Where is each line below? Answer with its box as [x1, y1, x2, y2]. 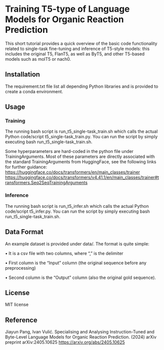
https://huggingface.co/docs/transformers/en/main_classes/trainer [5, 169, 141, 175]
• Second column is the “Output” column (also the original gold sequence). [5, 275, 156, 280]
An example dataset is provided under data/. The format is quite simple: [5, 241, 149, 247]
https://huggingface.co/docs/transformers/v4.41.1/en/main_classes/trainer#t [5, 175, 159, 180]
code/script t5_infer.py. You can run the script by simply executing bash [5, 208, 150, 214]
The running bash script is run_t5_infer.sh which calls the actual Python [5, 203, 149, 209]
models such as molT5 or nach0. [5, 56, 71, 62]
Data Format [5, 228, 44, 236]
